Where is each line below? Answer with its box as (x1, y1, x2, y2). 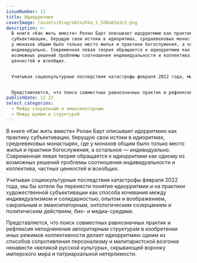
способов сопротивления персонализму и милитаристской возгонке (6, 238, 179, 245)
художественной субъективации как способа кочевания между (6, 189, 167, 196)
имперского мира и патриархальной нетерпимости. (6, 250, 137, 257)
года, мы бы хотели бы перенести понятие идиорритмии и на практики (6, 182, 185, 189)
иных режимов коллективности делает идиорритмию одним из (6, 231, 166, 238)
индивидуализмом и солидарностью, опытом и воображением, (6, 195, 167, 202)
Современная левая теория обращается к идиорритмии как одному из (6, 152, 185, 159)
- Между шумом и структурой (11, 111, 80, 117)
